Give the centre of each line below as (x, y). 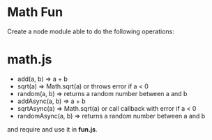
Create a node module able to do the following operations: (91, 31)
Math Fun (35, 12)
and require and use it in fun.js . (52, 129)
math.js (30, 60)
